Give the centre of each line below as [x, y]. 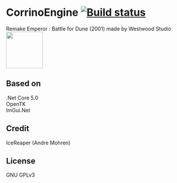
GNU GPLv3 [21, 175]
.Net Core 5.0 [22, 98]
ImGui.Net [18, 110]
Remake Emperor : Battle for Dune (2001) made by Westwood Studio [89, 29]
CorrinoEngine [42, 13]
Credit [18, 129]
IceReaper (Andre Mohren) [38, 143]
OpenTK [16, 104]
